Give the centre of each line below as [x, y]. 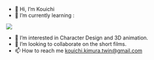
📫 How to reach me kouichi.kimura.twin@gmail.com [78, 51]
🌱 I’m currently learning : [45, 15]
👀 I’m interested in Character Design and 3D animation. [81, 38]
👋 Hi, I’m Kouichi [35, 9]
